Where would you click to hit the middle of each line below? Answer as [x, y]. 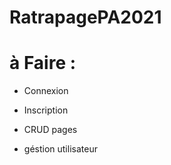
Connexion [46, 91]
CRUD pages [50, 130]
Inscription [46, 110]
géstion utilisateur [60, 149]
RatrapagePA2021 [85, 17]
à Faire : [43, 63]
